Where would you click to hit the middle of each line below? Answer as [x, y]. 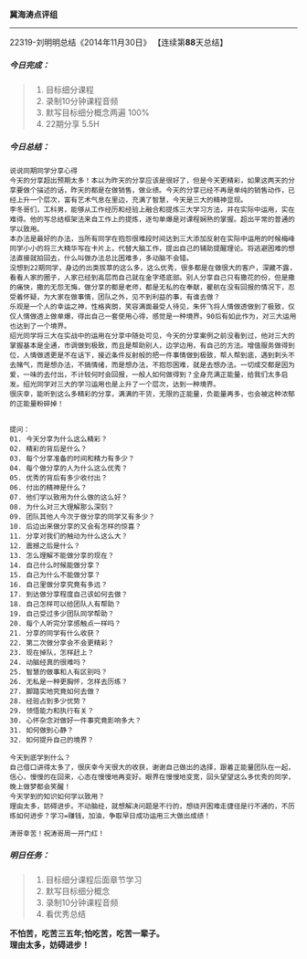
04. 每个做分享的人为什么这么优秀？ [69, 468]
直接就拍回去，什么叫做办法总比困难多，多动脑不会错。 [105, 258]
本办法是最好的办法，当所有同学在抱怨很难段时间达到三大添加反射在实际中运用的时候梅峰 [152, 238]
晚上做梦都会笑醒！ [40, 786]
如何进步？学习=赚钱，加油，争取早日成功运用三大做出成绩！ [113, 816]
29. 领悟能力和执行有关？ [52, 711]
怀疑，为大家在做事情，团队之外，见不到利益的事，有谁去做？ [122, 297]
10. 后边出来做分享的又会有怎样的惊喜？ [75, 526]
